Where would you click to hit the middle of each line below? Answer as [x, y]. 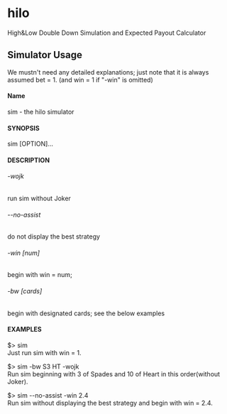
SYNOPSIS [24, 128]
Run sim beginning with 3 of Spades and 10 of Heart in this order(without [114, 374]
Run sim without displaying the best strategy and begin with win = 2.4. [110, 403]
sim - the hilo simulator [41, 111]
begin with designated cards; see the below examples [86, 313]
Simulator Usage [45, 55]
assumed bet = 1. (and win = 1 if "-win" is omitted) [81, 80]
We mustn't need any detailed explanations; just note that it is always [108, 72]
